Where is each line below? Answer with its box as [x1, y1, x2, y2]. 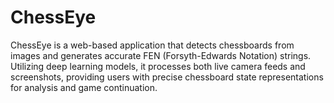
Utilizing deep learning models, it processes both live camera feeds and [10, 60, 306, 72]
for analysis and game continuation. [10, 81, 158, 93]
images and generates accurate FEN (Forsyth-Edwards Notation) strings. [10, 49, 312, 61]
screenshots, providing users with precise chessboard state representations [10, 71, 324, 83]
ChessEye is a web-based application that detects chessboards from [10, 39, 295, 51]
